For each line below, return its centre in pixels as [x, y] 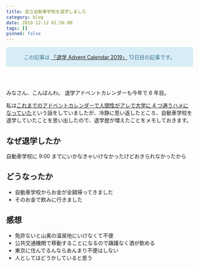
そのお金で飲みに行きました [49, 199]
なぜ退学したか [33, 141]
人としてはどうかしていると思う [54, 258]
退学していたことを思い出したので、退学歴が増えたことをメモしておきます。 [99, 120]
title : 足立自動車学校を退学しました [46, 12]
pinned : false [24, 34]
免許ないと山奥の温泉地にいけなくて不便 [64, 236]
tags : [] [17, 28]
